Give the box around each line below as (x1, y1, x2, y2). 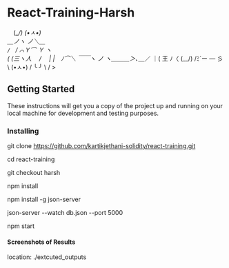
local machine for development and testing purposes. (7, 109, 159, 117)
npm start (7, 222, 35, 230)
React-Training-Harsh (7, 5, 135, 21)
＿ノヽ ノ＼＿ (7, 37, 46, 45)
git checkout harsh (7, 169, 61, 177)
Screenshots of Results (7, 238, 76, 246)
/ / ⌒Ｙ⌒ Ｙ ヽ (7, 45, 52, 54)
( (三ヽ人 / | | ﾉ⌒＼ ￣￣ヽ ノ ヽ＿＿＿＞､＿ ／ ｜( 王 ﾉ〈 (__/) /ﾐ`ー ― (7, 54, 216, 63)
